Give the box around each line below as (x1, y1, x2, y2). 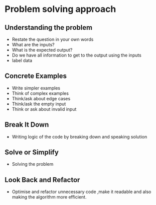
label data (11, 58, 33, 63)
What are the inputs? (11, 42, 55, 48)
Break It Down (4, 121, 49, 129)
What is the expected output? (11, 47, 73, 53)
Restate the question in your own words (11, 36, 94, 42)
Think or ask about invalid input (11, 106, 77, 112)
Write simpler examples (11, 85, 60, 91)
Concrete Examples (4, 72, 67, 80)
